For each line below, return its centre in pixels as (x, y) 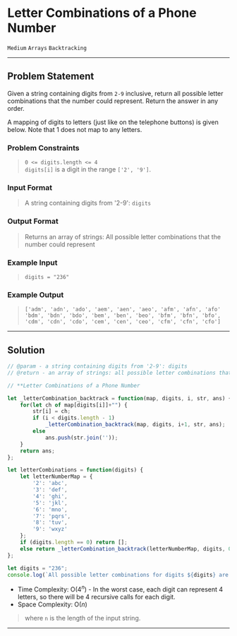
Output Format (33, 222)
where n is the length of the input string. (83, 618)
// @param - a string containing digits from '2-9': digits (98, 366)
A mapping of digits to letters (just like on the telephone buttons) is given (113, 122)
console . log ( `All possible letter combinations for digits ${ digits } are (118, 575)
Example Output (36, 294)
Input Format (30, 187)
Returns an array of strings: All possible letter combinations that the (122, 236)
